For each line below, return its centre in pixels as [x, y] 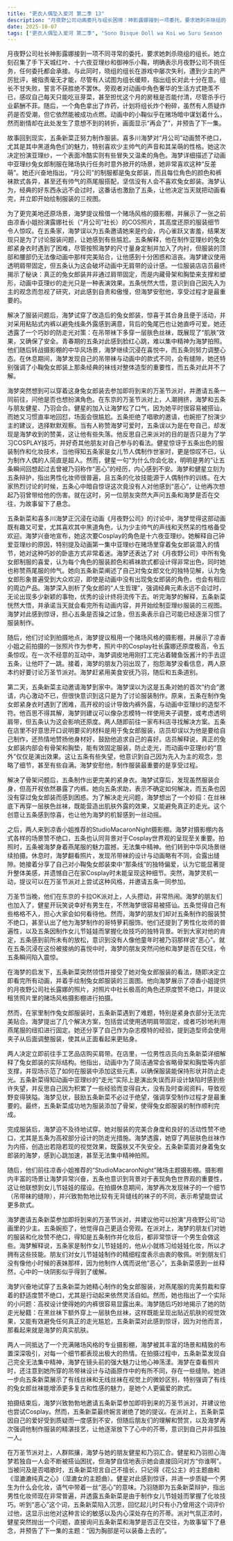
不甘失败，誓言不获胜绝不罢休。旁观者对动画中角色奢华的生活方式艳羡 [113, 88]
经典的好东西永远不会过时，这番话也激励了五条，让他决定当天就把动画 [119, 190]
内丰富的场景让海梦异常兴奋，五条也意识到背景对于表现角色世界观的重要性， [116, 1179]
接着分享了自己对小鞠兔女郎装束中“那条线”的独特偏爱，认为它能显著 [122, 864]
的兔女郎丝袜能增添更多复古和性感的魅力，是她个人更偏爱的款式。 [101, 1388]
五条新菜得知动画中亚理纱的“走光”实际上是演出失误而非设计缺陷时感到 [119, 1080]
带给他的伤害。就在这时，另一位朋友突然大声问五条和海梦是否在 [122, 495]
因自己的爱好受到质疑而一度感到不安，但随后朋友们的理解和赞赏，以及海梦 [113, 1420]
